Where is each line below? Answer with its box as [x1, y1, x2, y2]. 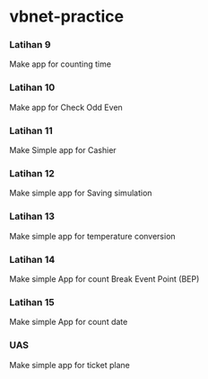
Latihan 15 [9, 295, 56, 308]
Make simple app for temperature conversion [9, 230, 177, 241]
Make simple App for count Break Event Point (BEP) [9, 273, 200, 284]
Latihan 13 [9, 210, 56, 222]
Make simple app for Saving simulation [9, 187, 152, 199]
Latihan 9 [9, 39, 51, 51]
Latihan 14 [9, 253, 56, 266]
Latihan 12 [9, 167, 56, 179]
